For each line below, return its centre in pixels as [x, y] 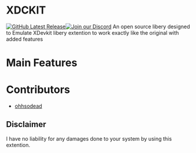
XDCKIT [26, 10]
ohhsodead [28, 106]
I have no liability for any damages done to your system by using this [89, 138]
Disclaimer [26, 124]
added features [25, 39]
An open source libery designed [151, 26]
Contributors [38, 90]
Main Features [42, 63]
